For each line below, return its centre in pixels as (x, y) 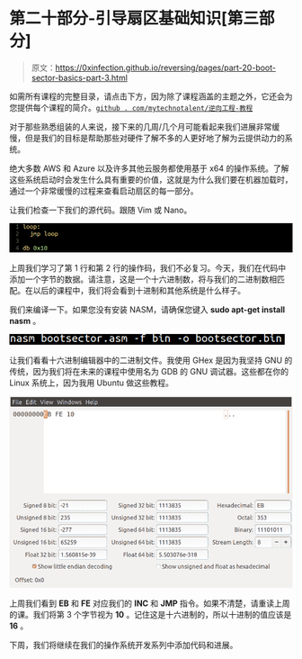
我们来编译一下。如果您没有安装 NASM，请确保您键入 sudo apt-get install (147, 309)
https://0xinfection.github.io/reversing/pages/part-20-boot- (166, 68)
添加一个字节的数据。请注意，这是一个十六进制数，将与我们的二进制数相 (143, 279)
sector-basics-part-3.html (80, 77)
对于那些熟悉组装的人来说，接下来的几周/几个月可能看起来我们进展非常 (141, 126)
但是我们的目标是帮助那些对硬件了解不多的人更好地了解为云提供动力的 (155, 138)
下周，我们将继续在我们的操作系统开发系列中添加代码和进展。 (124, 645)
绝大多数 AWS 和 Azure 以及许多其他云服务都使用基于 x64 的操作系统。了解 (149, 168)
